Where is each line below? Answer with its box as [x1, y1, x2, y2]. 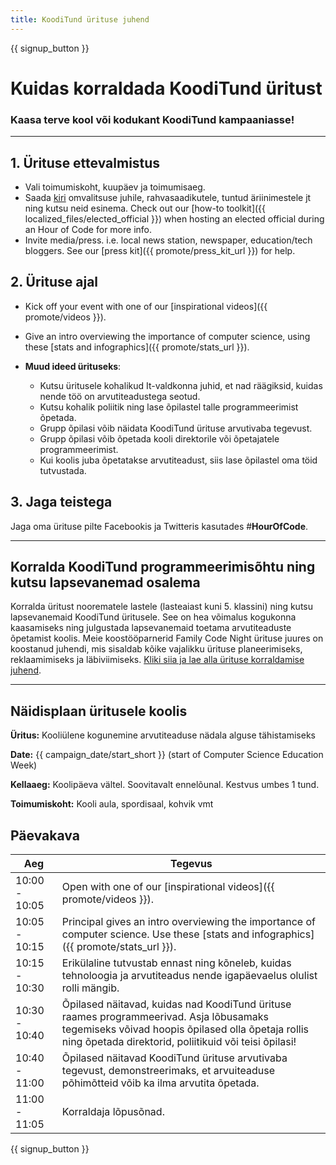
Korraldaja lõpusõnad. [61, 1104, 165, 1118]
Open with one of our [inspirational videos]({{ [61, 879, 275, 893]
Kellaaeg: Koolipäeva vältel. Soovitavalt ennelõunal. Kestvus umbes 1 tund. [10, 779, 320, 791]
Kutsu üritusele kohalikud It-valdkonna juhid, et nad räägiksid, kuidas [39, 379, 323, 391]
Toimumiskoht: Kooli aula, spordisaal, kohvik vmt [10, 798, 214, 810]
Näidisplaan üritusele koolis [10, 702, 188, 720]
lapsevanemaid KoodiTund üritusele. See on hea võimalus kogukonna [10, 611, 297, 623]
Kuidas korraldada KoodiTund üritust [10, 77, 323, 100]
